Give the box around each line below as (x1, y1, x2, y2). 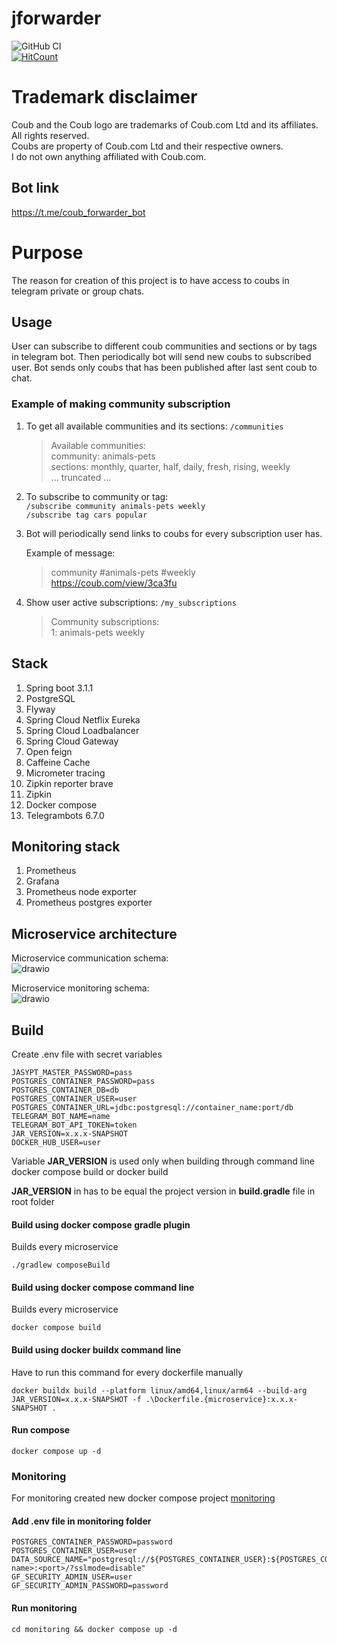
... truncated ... (50, 471, 112, 483)
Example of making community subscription (11, 397, 231, 411)
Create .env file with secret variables (11, 1048, 163, 1060)
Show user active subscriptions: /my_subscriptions (25, 596, 237, 608)
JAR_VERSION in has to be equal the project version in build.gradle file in (11, 1185, 316, 1197)
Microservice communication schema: (11, 952, 169, 964)
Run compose (11, 1424, 71, 1436)
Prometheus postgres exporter (25, 897, 153, 909)
